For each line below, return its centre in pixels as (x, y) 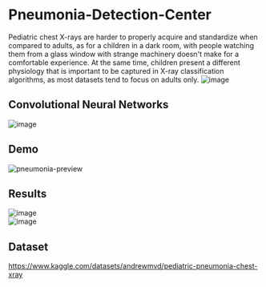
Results (28, 194)
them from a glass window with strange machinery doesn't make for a (124, 54)
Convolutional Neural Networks (89, 105)
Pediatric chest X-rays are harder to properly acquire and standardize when (133, 37)
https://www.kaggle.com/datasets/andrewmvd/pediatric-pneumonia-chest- (133, 266)
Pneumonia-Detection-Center (110, 15)
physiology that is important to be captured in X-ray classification (116, 71)
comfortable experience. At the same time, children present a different (124, 63)
